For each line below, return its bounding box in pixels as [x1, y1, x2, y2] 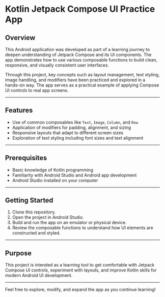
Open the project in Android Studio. [12, 214, 84, 220]
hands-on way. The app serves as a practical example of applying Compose [5, 82, 160, 88]
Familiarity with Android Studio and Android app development [12, 172, 137, 178]
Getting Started [5, 196, 54, 205]
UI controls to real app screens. [5, 88, 69, 93]
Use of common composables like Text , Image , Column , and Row [12, 119, 138, 125]
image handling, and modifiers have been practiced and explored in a [5, 77, 146, 83]
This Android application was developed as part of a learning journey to [5, 47, 150, 52]
